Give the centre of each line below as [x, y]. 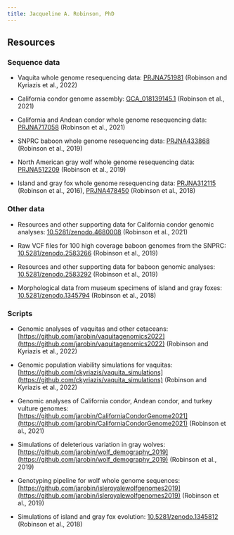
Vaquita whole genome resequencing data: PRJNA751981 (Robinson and [122, 77]
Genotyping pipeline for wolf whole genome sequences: [99, 480]
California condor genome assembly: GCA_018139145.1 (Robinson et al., [121, 99]
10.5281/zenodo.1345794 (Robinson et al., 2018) [87, 295]
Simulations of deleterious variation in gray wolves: [91, 444]
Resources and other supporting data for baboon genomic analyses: [116, 266]
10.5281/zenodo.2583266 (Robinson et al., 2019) [87, 253]
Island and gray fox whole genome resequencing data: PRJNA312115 [117, 183]
